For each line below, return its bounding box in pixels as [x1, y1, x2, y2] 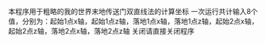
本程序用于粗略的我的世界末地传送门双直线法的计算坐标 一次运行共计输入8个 [8, 7, 258, 16]
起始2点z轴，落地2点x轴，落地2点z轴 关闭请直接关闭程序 [8, 27, 195, 35]
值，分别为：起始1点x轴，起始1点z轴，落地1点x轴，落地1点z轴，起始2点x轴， [8, 16, 259, 26]
